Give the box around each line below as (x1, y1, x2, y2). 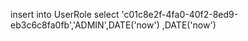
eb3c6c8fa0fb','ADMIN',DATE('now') (10, 19, 160, 31)
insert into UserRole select (10, 9, 120, 20)
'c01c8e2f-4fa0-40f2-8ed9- (121, 9, 239, 20)
